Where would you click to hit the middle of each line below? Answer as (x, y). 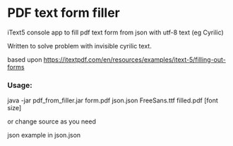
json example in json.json (44, 135)
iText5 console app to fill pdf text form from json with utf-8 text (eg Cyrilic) (115, 32)
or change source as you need (52, 121)
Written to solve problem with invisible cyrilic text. (79, 46)
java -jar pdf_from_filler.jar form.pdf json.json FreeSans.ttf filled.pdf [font (113, 100)
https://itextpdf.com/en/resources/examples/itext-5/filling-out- (135, 59)
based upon (25, 59)
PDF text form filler (64, 13)
